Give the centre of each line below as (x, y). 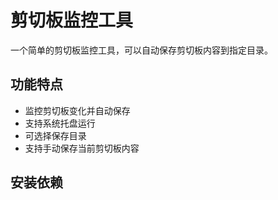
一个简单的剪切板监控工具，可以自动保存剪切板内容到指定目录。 (141, 50)
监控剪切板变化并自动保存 (77, 110)
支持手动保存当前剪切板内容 (82, 148)
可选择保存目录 (55, 135)
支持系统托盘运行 (60, 123)
